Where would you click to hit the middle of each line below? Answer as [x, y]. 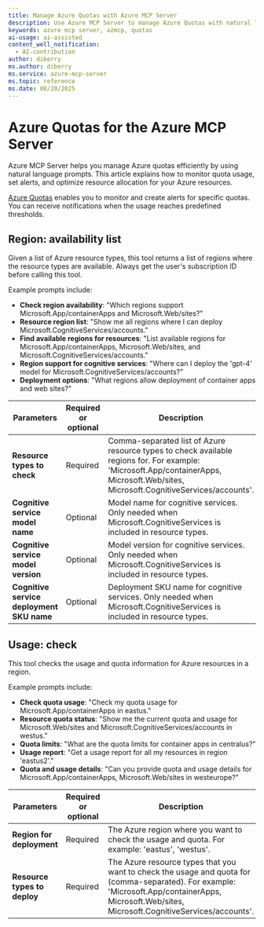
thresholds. [26, 214]
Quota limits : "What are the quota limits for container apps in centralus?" [137, 744]
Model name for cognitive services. [173, 503]
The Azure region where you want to [175, 830]
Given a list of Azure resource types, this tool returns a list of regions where [130, 258]
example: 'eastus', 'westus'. [159, 849]
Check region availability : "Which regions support [101, 305]
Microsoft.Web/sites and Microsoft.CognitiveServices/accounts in [126, 727]
